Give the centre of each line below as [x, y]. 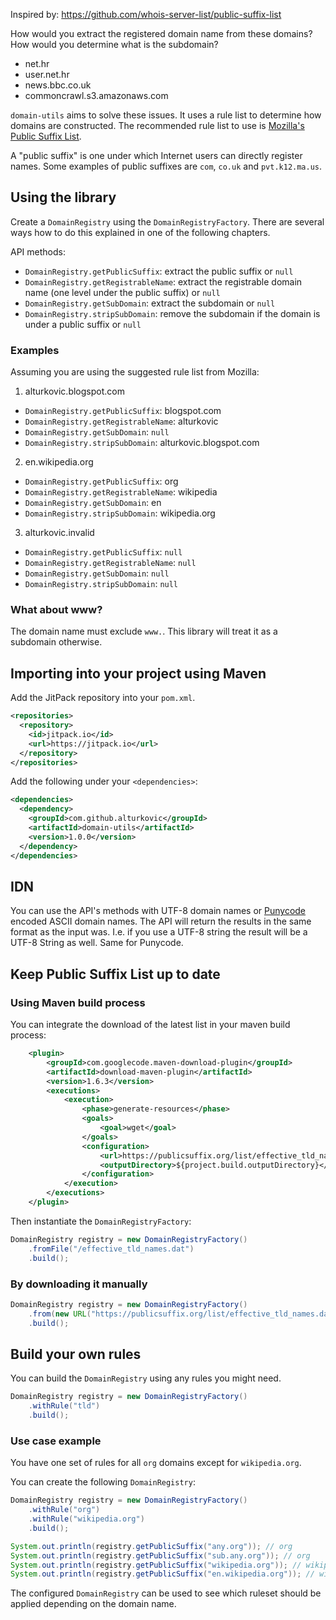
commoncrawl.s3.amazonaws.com [96, 95]
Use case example [56, 1441]
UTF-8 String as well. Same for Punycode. [97, 943]
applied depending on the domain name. [93, 1604]
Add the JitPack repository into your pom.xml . [103, 698]
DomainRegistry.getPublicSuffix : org [101, 481]
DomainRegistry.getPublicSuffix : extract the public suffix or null [159, 271]
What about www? [56, 610]
